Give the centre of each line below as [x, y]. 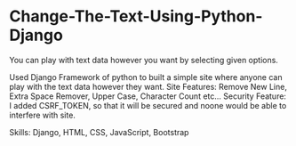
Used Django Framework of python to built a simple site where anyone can [146, 77]
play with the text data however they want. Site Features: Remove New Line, [148, 86]
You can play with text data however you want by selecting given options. [144, 60]
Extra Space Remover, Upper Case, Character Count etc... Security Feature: [148, 96]
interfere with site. [42, 115]
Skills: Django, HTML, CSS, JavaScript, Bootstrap [99, 132]
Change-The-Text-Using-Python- [136, 16]
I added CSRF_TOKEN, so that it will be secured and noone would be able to [148, 105]
